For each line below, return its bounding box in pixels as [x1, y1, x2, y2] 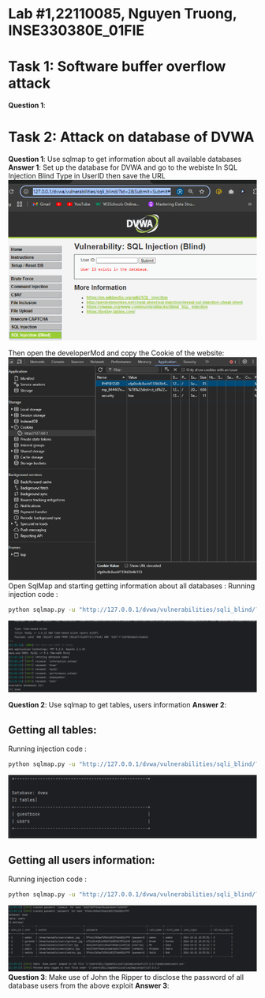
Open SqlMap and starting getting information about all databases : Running [8, 581, 256, 591]
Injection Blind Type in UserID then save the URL [8, 171, 166, 181]
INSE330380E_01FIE [8, 21, 145, 39]
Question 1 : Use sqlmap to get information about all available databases [8, 155, 242, 164]
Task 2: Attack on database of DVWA [8, 128, 255, 146]
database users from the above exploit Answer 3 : [8, 981, 170, 990]
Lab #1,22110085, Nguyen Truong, [8, 5, 237, 23]
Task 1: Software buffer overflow [8, 58, 226, 76]
